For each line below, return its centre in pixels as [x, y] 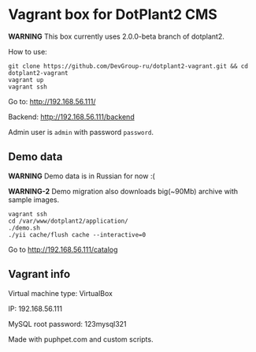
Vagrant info [39, 274]
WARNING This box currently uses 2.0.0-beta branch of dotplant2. [116, 36]
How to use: [28, 51]
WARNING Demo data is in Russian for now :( [82, 176]
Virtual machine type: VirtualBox [60, 293]
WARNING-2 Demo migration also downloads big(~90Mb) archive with [123, 191]
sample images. [34, 200]
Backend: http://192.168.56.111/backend [72, 117]
